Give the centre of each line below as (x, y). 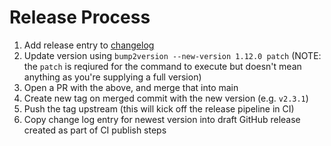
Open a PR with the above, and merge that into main (131, 87)
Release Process (80, 17)
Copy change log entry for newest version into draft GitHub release (162, 119)
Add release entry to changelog (89, 45)
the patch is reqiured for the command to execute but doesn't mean (162, 66)
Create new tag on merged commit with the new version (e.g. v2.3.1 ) (166, 98)
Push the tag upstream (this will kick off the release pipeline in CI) (159, 108)
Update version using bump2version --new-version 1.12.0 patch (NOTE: (172, 55)
